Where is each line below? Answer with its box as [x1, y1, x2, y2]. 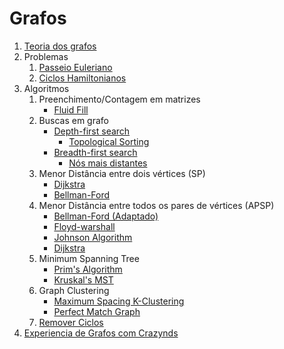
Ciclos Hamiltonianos [38, 72, 127, 84]
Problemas [23, 50, 69, 62]
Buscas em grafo [38, 114, 109, 126]
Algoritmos [23, 82, 70, 94]
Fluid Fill [53, 103, 89, 116]
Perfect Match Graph [53, 305, 141, 317]
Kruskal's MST [53, 273, 114, 286]
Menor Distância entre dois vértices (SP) [38, 167, 206, 179]
